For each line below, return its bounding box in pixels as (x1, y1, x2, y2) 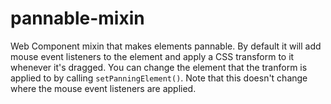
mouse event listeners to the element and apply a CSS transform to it (10, 50, 295, 62)
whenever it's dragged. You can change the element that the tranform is (10, 61, 308, 73)
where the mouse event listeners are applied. (10, 82, 197, 94)
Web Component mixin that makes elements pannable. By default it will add (10, 40, 322, 52)
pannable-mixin (10, 7, 145, 30)
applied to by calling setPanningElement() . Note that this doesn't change (10, 72, 308, 84)
